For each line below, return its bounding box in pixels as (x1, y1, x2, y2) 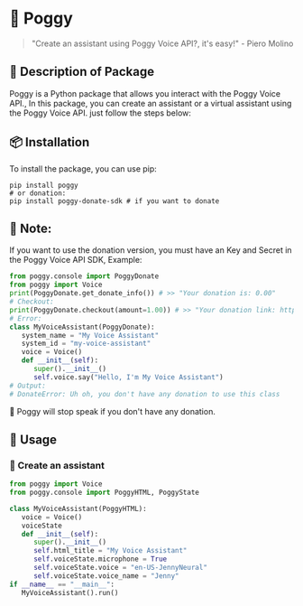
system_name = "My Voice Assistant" (21, 331, 160, 340)
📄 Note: (9, 220, 52, 236)
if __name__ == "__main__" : (9, 580, 115, 589)
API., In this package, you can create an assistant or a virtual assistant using (9, 98, 292, 108)
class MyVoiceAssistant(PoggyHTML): (9, 504, 147, 513)
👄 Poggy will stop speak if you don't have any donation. (9, 406, 216, 416)
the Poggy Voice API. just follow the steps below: (9, 107, 192, 118)
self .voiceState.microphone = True (32, 555, 168, 564)
